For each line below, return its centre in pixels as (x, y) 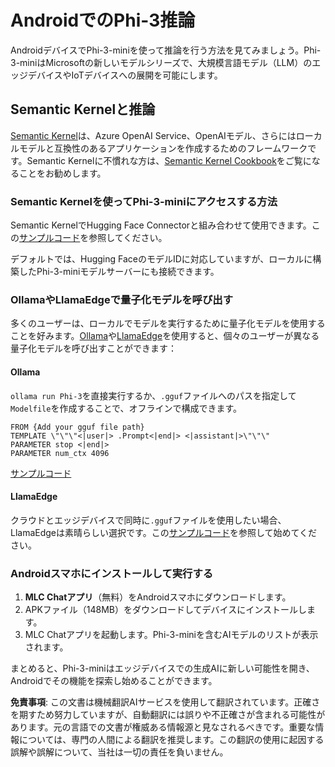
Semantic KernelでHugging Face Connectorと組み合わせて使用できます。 (161, 225)
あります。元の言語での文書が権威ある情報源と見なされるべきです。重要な (163, 727)
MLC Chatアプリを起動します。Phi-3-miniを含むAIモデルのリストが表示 (171, 635)
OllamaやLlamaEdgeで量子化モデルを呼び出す (122, 299)
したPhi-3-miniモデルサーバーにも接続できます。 (119, 272)
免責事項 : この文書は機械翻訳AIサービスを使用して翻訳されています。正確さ (165, 702)
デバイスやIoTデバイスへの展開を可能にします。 (125, 75)
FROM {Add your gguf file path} (77, 427)
